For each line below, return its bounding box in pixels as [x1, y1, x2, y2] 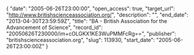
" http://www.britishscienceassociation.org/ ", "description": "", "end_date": [6, 11, 189, 18]
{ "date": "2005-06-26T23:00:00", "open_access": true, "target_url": [6, 5, 175, 12]
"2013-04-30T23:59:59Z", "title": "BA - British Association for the [6, 18, 167, 24]
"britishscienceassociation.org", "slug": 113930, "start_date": [6, 37, 155, 43]
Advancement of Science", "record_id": [6, 24, 103, 31]
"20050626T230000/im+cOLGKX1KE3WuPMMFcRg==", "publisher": [6, 30, 176, 37]
